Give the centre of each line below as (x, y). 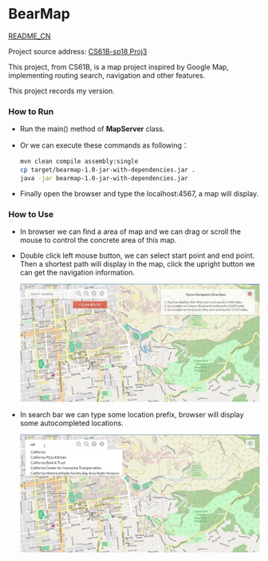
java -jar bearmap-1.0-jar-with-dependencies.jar (104, 178)
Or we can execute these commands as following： (104, 145)
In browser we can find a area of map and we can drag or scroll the (130, 231)
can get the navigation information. (77, 273)
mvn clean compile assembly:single (79, 162)
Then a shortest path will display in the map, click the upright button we (137, 264)
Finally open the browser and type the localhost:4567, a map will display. (139, 193)
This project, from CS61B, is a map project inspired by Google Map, (119, 67)
